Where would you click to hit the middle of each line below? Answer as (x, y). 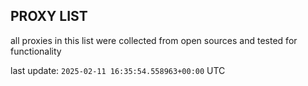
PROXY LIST (49, 16)
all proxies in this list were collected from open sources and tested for (154, 40)
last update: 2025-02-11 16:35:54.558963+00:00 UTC (118, 70)
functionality (36, 51)
